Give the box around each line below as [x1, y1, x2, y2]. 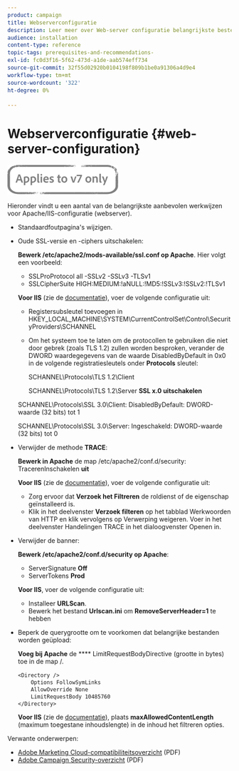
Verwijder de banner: [17, 536, 80, 545]
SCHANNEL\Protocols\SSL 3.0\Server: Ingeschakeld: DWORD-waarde [17, 422, 223, 431]
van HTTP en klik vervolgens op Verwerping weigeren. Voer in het [28, 515, 222, 524]
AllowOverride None [31, 686, 89, 693]
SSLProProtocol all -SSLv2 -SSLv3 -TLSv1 [28, 272, 151, 281]
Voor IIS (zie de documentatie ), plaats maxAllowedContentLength [17, 713, 214, 722]
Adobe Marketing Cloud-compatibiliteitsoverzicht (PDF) [17, 748, 181, 757]
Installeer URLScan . [28, 599, 87, 608]
